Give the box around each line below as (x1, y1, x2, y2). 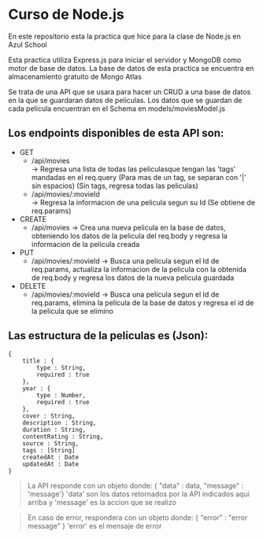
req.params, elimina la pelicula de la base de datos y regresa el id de (31, 297, 254, 308)
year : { (22, 384, 51, 392)
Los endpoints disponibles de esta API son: (8, 127, 224, 140)
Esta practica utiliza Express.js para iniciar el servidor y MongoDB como (8, 55, 242, 64)
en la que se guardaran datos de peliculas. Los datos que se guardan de (8, 95, 243, 105)
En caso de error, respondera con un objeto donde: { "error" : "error (27, 513, 248, 522)
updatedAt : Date (22, 460, 80, 468)
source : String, (22, 439, 80, 448)
